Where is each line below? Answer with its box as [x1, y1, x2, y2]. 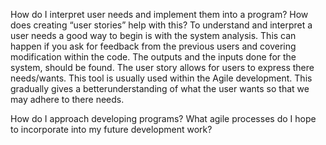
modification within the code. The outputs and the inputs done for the [10, 51, 297, 63]
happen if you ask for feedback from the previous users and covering [10, 40, 297, 52]
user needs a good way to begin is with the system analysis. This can [10, 30, 297, 41]
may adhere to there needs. [10, 94, 125, 105]
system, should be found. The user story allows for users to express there [10, 62, 315, 73]
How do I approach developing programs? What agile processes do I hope [10, 113, 317, 124]
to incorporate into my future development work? [10, 124, 213, 135]
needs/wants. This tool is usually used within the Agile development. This [10, 72, 313, 84]
